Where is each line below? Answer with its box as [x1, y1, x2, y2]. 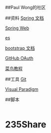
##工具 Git [5, 76, 27, 82]
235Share [5, 119, 47, 130]
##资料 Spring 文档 [5, 15, 44, 21]
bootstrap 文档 [5, 45, 35, 51]
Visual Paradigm [5, 86, 39, 92]
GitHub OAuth [5, 55, 34, 61]
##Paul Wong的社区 [5, 5, 46, 10]
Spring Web [5, 25, 29, 31]
